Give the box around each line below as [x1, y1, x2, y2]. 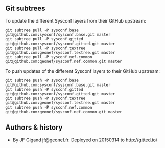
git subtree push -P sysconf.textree [5, 96, 86, 101]
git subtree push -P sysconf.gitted [5, 87, 83, 92]
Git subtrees [5, 4, 45, 13]
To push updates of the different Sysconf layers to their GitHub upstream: [5, 68, 160, 74]
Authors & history [5, 123, 63, 132]
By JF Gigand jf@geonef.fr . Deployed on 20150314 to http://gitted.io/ [12, 137, 157, 143]
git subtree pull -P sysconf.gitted [5, 36, 83, 41]
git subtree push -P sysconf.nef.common [5, 104, 93, 110]
